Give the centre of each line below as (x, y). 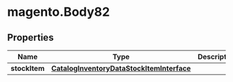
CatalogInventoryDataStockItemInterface (121, 68)
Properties (31, 38)
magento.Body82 (59, 12)
